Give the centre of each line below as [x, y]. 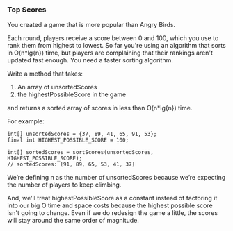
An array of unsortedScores [57, 87]
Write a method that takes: [45, 74]
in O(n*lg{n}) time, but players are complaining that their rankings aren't [110, 53]
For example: [26, 121]
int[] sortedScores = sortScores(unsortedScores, [81, 153]
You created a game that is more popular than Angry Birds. [91, 25]
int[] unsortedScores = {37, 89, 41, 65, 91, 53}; [82, 134]
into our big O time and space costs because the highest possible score [110, 205]
